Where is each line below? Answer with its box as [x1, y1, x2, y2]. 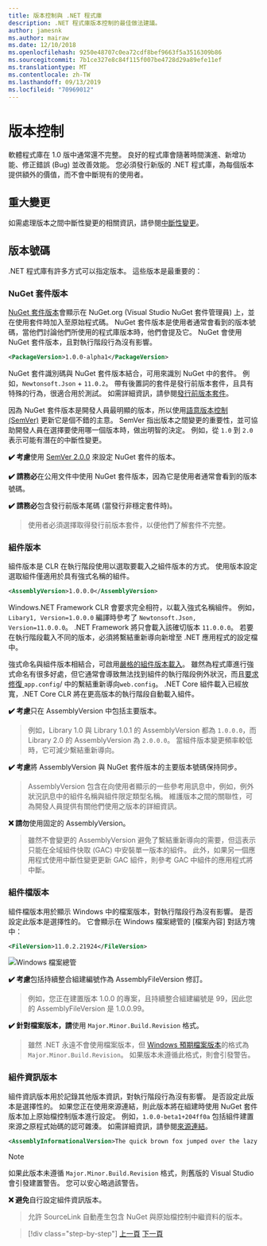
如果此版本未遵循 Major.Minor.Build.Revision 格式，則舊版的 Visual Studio [8, 1168, 254, 1178]
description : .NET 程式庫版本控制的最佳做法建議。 [8, 19, 161, 27]
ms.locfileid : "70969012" [8, 85, 94, 94]
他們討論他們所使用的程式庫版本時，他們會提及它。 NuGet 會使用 [29, 328, 242, 337]
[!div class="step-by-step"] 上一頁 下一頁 [27, 1229, 164, 1238]
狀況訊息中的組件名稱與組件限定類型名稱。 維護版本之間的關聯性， [27, 792, 246, 802]
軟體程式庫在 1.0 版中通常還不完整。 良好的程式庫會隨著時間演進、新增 [8, 150, 240, 160]
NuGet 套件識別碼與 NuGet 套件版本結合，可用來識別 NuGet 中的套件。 [8, 369, 241, 378]
